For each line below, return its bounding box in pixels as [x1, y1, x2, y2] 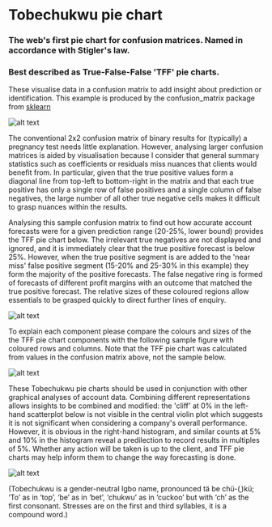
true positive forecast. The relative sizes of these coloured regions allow [8, 287, 249, 296]
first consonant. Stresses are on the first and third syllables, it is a [8, 501, 227, 511]
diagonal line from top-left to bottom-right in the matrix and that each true [8, 176, 255, 186]
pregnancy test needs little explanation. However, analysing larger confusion [8, 142, 264, 151]
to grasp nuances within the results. [8, 202, 128, 212]
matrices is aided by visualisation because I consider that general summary [8, 151, 260, 160]
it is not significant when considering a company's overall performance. [8, 419, 248, 428]
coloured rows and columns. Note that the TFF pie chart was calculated [8, 344, 247, 354]
